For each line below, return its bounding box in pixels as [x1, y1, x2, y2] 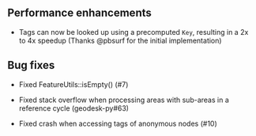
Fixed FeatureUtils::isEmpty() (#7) [18, 79, 129, 89]
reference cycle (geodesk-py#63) [18, 103, 130, 113]
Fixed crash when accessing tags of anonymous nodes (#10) [18, 119, 218, 128]
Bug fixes [7, 59, 55, 72]
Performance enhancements [7, 6, 152, 20]
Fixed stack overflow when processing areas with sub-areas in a [18, 95, 230, 104]
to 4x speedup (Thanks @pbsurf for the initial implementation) [18, 36, 222, 45]
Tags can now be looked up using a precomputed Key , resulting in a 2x [18, 27, 249, 36]
